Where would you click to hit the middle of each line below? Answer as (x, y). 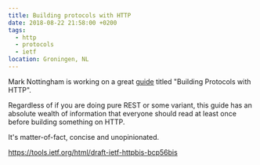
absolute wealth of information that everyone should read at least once (123, 113)
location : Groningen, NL (49, 60)
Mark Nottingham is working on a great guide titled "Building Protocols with (130, 81)
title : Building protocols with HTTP (70, 15)
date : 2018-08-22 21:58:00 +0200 (63, 23)
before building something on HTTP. (67, 122)
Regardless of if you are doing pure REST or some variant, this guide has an (130, 105)
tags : (17, 30)
